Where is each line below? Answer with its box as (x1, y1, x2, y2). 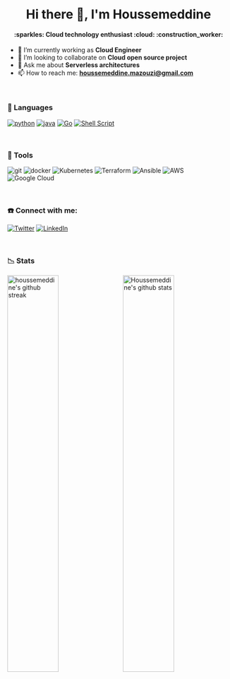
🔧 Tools (7, 150, 33, 160)
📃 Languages (7, 102, 53, 112)
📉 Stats (7, 256, 35, 266)
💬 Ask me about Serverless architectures (17, 61, 140, 69)
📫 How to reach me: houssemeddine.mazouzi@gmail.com (17, 69, 194, 77)
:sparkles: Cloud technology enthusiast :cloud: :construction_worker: (13, 30, 224, 38)
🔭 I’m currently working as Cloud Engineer (17, 46, 143, 54)
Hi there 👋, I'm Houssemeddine (25, 6, 212, 23)
